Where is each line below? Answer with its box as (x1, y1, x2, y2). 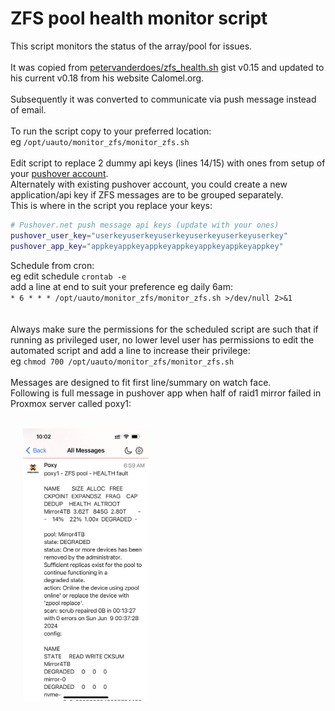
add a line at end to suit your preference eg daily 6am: (10, 280, 233, 292)
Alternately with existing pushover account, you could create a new (10, 178, 288, 190)
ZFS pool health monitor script (10, 7, 268, 30)
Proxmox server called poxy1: (10, 397, 132, 409)
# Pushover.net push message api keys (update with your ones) (10, 220, 280, 230)
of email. (10, 103, 47, 116)
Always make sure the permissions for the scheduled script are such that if (10, 323, 319, 335)
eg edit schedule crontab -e (10, 270, 127, 282)
